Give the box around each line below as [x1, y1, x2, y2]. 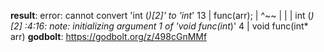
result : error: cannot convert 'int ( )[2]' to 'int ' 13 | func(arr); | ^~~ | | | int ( [10, 10, 312, 21]
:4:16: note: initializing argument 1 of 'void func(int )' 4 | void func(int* [24, 20, 309, 32]
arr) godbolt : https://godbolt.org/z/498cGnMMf [10, 31, 208, 42]
